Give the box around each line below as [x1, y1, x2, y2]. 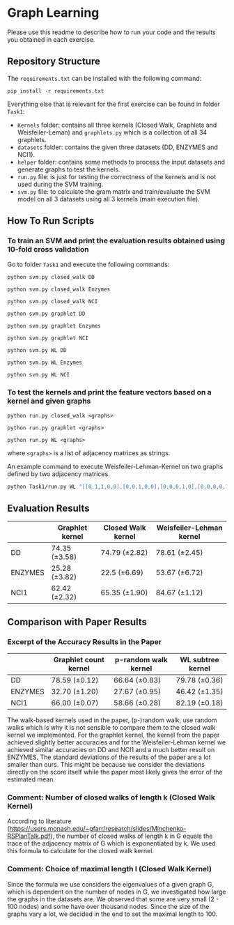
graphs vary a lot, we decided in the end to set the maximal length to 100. [7, 910, 218, 918]
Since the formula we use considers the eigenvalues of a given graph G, [7, 880, 214, 888]
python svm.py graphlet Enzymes [7, 323, 101, 330]
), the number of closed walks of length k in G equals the [49, 832, 213, 841]
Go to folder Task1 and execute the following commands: [7, 260, 170, 269]
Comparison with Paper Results [7, 616, 148, 628]
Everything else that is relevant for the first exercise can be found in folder [7, 100, 221, 108]
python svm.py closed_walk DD [7, 274, 95, 281]
